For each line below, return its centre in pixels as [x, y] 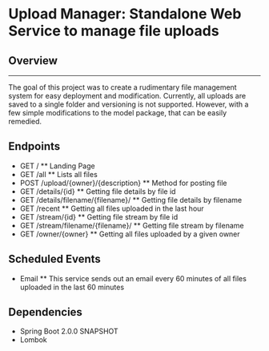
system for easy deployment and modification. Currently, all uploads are [127, 96]
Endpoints [34, 146]
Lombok [34, 340]
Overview [33, 61]
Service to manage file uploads [114, 31]
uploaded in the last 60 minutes [72, 287]
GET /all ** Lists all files [58, 174]
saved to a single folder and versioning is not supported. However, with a [128, 104]
